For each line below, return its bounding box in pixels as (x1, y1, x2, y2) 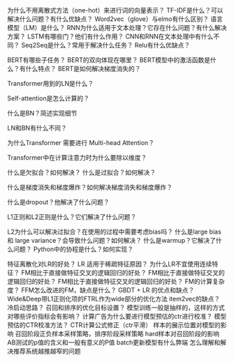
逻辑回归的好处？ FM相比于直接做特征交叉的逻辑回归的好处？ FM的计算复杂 (7, 278, 225, 285)
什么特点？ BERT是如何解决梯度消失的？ (25, 65, 141, 73)
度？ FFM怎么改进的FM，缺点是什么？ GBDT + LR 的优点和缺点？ (7, 286, 195, 294)
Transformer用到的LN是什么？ (7, 80, 94, 87)
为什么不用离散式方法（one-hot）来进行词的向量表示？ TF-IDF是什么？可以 (7, 6, 224, 14)
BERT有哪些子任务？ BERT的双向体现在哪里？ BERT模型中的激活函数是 (7, 56, 211, 64)
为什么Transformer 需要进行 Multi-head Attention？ (7, 139, 155, 146)
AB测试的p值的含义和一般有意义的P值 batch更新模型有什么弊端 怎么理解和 (7, 338, 221, 347)
